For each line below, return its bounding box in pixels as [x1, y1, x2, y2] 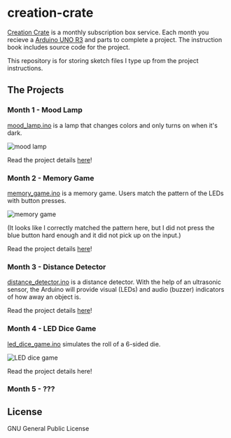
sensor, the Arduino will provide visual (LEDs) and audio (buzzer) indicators [7, 285, 225, 294]
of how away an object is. [7, 292, 82, 302]
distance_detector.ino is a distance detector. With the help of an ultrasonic [7, 278, 222, 286]
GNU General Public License [7, 425, 90, 433]
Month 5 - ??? [7, 384, 55, 394]
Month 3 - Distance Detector [7, 262, 106, 271]
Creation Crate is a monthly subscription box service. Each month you [7, 28, 209, 36]
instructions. [7, 64, 43, 72]
